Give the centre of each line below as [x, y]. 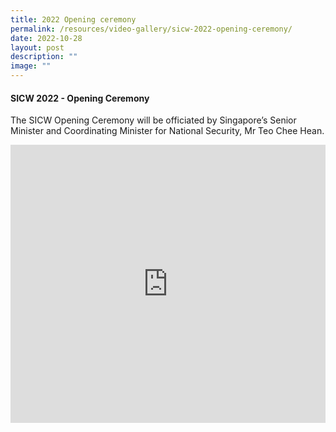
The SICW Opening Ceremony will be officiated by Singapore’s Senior [153, 120]
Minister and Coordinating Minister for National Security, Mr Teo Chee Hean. [167, 131]
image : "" [31, 66]
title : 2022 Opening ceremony [73, 19]
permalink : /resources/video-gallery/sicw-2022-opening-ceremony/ [151, 29]
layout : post [37, 47]
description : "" [44, 57]
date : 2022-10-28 [46, 38]
